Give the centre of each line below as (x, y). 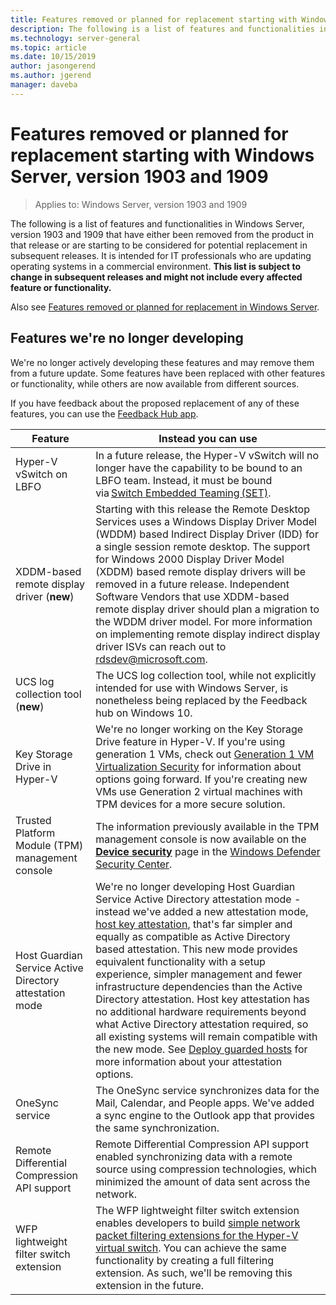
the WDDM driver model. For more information (204, 621)
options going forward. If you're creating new (201, 779)
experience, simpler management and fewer (199, 974)
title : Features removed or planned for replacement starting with (154, 19)
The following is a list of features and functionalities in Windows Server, (157, 223)
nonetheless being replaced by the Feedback (201, 700)
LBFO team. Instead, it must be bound (184, 480)
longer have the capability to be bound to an (199, 468)
